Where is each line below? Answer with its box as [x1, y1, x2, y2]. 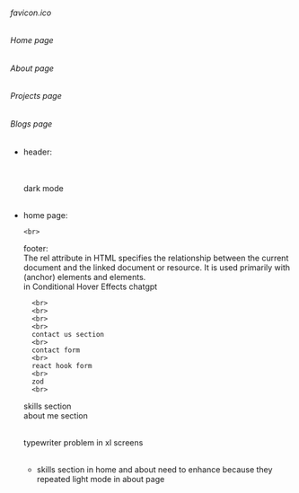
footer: [22, 242, 48, 253]
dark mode [22, 182, 64, 193]
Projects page [10, 91, 62, 101]
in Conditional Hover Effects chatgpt [22, 281, 158, 292]
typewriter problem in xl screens [22, 436, 144, 448]
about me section [22, 409, 88, 421]
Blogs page [10, 119, 53, 129]
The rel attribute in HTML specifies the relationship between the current [22, 252, 289, 263]
